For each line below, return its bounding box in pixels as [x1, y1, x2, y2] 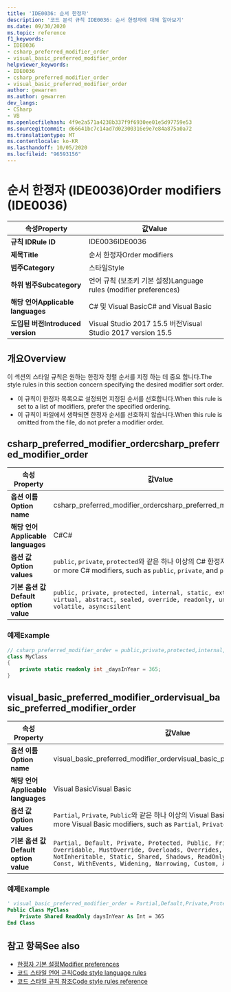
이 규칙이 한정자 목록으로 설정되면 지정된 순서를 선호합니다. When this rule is [16, 394, 223, 402]
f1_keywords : [7, 36, 45, 43]
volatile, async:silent [53, 603, 131, 611]
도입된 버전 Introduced [10, 319, 81, 328]
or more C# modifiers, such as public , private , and [53, 565, 219, 575]
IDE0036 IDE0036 [88, 237, 146, 246]
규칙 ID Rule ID [10, 237, 56, 246]
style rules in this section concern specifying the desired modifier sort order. [7, 380, 224, 389]
